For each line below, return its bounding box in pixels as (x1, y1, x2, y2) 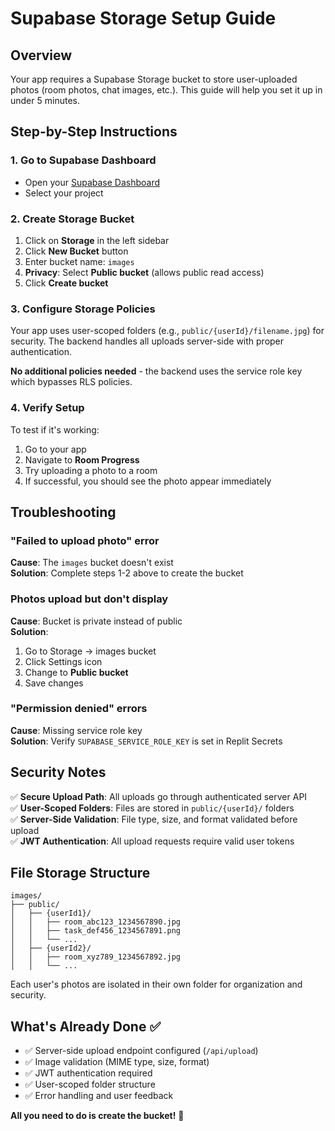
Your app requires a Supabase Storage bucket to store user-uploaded (10, 73, 298, 85)
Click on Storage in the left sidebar (24, 234, 170, 246)
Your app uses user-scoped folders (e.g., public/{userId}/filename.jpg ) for (10, 325, 325, 337)
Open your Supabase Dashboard (24, 176, 161, 188)
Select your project (24, 187, 104, 199)
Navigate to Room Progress (24, 453, 140, 466)
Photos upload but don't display (10, 592, 169, 606)
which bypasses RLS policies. (10, 376, 133, 388)
